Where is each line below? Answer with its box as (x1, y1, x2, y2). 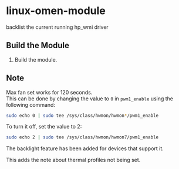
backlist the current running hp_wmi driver (6, 23, 109, 31)
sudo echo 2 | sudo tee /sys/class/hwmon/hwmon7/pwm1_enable (6, 134, 159, 140)
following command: (6, 101, 56, 108)
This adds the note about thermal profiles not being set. (6, 157, 141, 164)
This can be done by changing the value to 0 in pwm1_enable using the (6, 95, 173, 102)
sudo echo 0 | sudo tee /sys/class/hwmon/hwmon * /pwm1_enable (6, 113, 159, 119)
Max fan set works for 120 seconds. (6, 89, 93, 96)
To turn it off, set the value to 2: (6, 123, 82, 130)
